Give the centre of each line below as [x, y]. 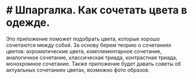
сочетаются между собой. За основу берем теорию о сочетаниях [89, 45]
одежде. [28, 23]
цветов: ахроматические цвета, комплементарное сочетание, [84, 51]
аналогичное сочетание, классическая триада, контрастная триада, [92, 57]
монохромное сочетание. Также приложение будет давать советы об [94, 63]
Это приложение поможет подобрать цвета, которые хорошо [83, 39]
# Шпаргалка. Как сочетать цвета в [96, 10]
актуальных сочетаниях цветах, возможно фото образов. [78, 70]
